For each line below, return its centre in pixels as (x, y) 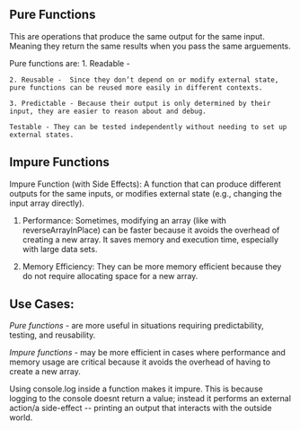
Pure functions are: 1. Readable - (70, 63)
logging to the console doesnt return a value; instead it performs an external (150, 399)
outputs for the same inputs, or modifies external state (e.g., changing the (146, 193)
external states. (42, 135)
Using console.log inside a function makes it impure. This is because (136, 389)
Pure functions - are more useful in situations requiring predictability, (137, 326)
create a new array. (45, 372)
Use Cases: (42, 304)
